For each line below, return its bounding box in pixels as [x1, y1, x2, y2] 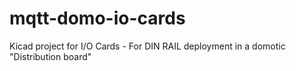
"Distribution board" [9, 50, 92, 62]
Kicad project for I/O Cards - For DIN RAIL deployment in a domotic [9, 40, 286, 52]
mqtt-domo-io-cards [9, 7, 186, 30]
